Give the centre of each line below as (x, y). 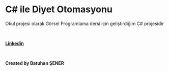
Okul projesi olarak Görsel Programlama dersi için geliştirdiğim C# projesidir (84, 23)
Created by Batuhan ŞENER (35, 63)
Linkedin (15, 43)
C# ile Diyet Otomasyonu (59, 9)
